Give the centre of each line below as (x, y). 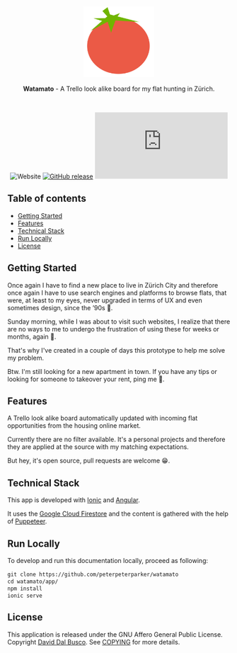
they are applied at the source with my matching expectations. (98, 447)
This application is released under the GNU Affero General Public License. (115, 634)
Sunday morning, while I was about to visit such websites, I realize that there (119, 322)
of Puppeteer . (27, 521)
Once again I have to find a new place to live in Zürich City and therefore (113, 285)
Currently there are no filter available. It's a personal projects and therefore (116, 439)
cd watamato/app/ (33, 582)
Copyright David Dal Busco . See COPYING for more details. (94, 642)
